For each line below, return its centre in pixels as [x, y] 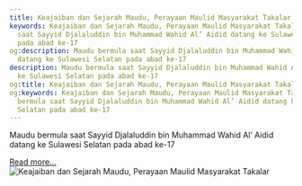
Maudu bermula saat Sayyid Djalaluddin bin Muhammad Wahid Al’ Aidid [142, 135]
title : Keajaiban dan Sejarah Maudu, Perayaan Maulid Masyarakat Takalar [151, 18]
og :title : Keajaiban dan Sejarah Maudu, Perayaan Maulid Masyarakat [140, 84]
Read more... [33, 162]
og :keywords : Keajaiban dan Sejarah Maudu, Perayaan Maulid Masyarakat [146, 93]
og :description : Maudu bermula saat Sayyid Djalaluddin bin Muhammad [142, 51]
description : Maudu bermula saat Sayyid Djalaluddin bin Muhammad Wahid [148, 68]
